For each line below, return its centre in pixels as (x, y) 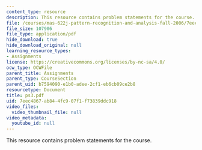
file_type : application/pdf (41, 34)
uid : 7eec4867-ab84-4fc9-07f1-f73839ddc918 (62, 101)
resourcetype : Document (36, 90)
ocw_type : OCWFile (29, 67)
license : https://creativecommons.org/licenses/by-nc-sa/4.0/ (86, 62)
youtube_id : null (33, 124)
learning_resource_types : (38, 51)
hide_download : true (32, 40)
